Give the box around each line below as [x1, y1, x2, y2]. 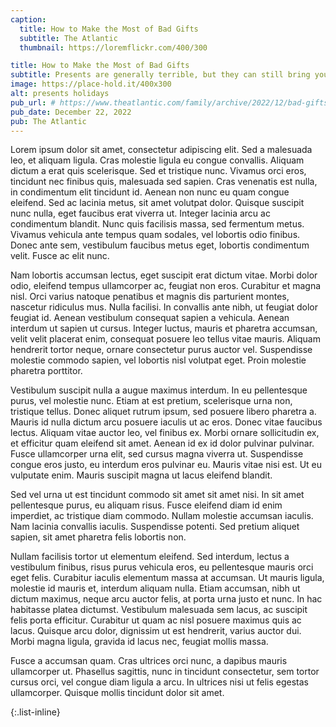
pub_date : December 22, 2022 [10, 107, 132, 117]
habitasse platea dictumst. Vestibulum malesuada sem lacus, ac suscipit [10, 604, 308, 616]
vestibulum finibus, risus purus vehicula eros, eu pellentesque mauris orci [10, 561, 314, 573]
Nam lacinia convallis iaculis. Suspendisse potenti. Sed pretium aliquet [10, 521, 300, 533]
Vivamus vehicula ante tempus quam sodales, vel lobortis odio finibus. [10, 229, 301, 241]
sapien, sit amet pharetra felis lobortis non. [10, 531, 187, 543]
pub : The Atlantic [10, 116, 87, 126]
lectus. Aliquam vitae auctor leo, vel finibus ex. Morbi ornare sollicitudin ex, [10, 427, 320, 439]
